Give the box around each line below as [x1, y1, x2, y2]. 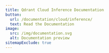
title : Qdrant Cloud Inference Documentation [5, 7, 104, 13]
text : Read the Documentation [10, 21, 74, 27]
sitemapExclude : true [5, 40, 52, 45]
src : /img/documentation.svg [10, 31, 72, 36]
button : [5, 12, 22, 17]
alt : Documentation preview [10, 36, 70, 41]
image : [5, 26, 19, 31]
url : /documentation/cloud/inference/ [10, 17, 93, 22]
